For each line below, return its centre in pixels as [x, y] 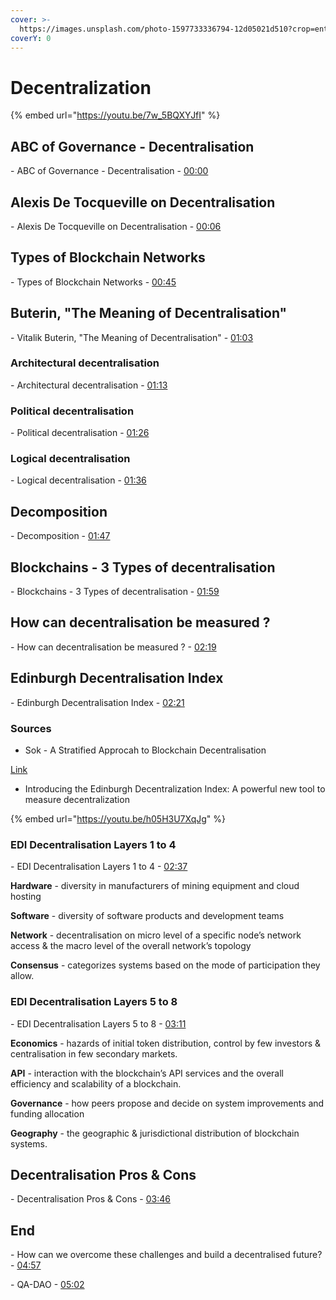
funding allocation [47, 1113]
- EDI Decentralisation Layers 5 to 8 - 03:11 [98, 1023]
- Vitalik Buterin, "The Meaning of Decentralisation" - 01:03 [132, 337]
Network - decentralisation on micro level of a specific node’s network [156, 935]
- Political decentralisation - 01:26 [80, 433]
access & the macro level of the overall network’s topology [131, 946]
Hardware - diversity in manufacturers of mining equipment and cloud [155, 886]
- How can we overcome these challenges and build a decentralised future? [166, 1255]
